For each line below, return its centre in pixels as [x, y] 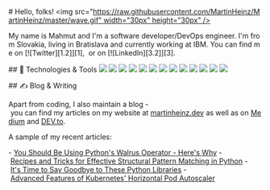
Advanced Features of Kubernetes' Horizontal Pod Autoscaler [112, 178]
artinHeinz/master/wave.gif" [55, 20]
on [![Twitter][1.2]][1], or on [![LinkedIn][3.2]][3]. [95, 53]
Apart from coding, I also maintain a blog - [79, 104]
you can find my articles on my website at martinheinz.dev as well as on [130, 113]
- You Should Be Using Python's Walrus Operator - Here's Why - [115, 153]
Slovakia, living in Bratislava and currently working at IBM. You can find [134, 44]
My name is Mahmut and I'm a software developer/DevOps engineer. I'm [129, 36]
